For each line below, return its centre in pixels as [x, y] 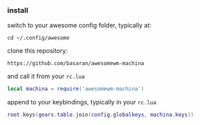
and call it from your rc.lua [46, 76]
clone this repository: [37, 51]
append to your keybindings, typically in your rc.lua [82, 102]
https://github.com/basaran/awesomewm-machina [76, 64]
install [18, 10]
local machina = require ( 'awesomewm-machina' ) [76, 89]
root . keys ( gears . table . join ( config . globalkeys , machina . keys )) [101, 115]
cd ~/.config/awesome [39, 38]
